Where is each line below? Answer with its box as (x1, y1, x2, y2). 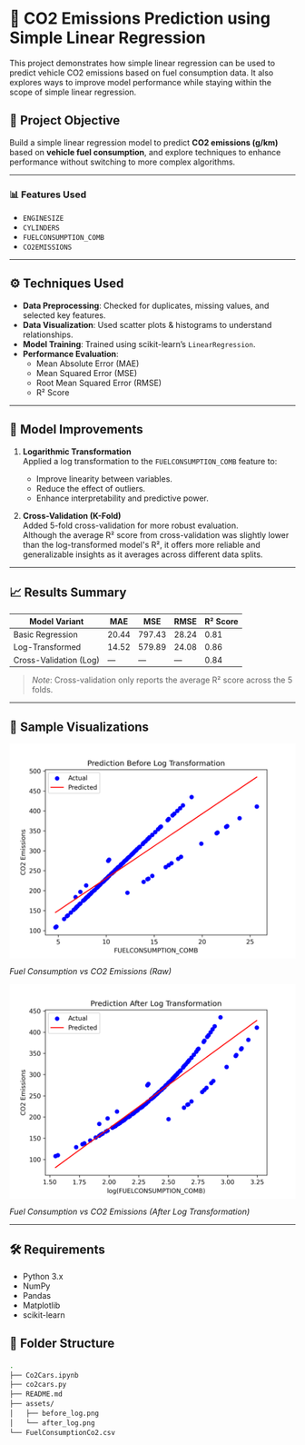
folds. (31, 684, 54, 695)
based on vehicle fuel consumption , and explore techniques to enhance (9, 146, 281, 157)
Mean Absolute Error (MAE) (35, 358, 140, 369)
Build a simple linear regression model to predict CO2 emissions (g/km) (9, 136, 279, 148)
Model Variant (29, 615, 84, 626)
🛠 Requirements (9, 1242, 106, 1258)
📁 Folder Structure (9, 1336, 115, 1351)
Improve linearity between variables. (35, 473, 172, 484)
